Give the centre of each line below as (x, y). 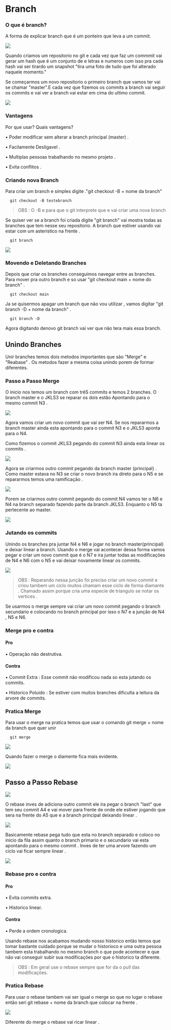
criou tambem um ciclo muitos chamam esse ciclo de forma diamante (91, 585)
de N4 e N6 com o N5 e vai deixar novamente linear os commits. (73, 560)
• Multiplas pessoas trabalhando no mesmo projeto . (60, 157)
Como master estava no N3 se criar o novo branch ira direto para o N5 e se (84, 474)
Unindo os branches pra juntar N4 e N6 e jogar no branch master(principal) (84, 544)
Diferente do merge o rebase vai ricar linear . (52, 1022)
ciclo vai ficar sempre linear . (36, 851)
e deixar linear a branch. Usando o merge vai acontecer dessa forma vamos (85, 549)
